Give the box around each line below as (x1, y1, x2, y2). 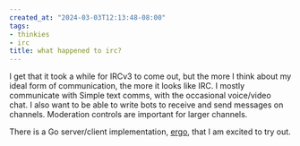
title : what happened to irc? (9, 47, 123, 56)
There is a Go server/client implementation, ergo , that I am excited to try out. (9, 126, 291, 137)
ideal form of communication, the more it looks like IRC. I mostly (9, 81, 245, 91)
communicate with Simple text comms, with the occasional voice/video (9, 90, 271, 101)
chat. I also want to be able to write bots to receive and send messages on (9, 99, 284, 110)
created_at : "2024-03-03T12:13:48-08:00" (9, 13, 167, 22)
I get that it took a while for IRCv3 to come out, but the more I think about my (9, 71, 292, 82)
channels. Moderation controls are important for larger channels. (9, 109, 248, 120)
